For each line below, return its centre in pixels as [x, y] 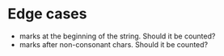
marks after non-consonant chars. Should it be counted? [114, 44]
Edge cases [47, 14]
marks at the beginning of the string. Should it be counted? [117, 36]
